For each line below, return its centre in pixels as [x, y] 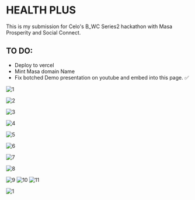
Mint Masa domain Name [44, 71]
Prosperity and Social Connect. [43, 32]
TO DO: [20, 51]
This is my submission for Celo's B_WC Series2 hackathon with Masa [89, 26]
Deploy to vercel [34, 65]
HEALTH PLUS [41, 10]
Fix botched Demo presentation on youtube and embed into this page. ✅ [102, 77]
